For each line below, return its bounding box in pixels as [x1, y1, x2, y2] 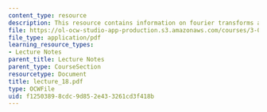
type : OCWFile [8, 84, 56, 93]
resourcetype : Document [8, 70, 87, 78]
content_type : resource [8, 11, 87, 20]
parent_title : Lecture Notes [8, 56, 105, 64]
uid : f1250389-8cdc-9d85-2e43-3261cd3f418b [8, 92, 155, 100]
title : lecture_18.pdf [8, 77, 83, 85]
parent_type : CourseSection [8, 63, 102, 71]
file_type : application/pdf [8, 33, 102, 42]
